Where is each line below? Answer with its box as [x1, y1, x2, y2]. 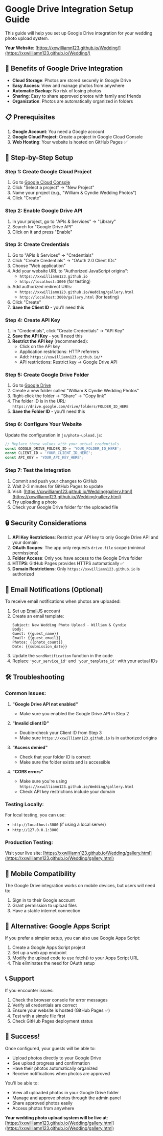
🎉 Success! [5, 1032, 40, 1041]
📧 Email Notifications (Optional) [5, 585, 103, 594]
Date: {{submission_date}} [12, 644, 68, 649]
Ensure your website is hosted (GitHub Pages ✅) [12, 1007, 110, 1013]
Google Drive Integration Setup [5, 3, 134, 15]
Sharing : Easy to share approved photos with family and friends [12, 93, 141, 99]
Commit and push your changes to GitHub [12, 478, 97, 484]
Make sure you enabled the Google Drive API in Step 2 [19, 710, 129, 716]
